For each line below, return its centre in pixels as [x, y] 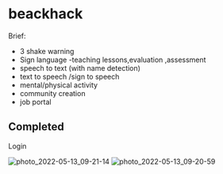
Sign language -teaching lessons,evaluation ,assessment [113, 60]
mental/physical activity [58, 85]
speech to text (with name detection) [80, 68]
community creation [52, 93]
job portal [35, 102]
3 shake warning [47, 51]
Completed [37, 127]
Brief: [17, 36]
